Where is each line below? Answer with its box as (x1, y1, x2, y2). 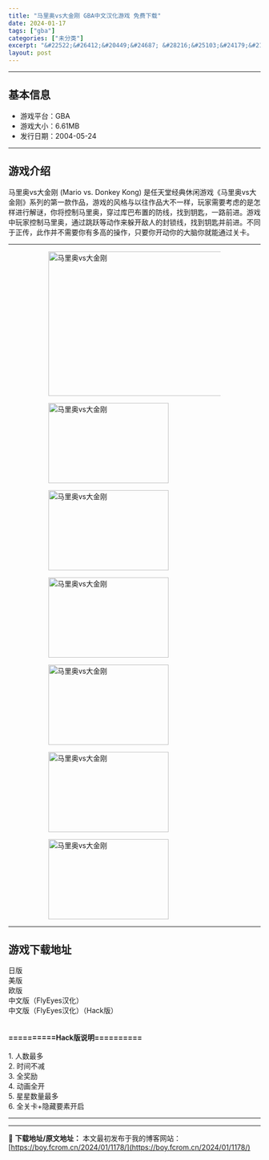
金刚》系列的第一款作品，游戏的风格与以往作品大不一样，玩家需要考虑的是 (8, 197, 254, 207)
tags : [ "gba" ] (8, 26, 56, 34)
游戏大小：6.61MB (19, 121, 80, 131)
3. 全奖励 (8, 1072, 38, 1081)
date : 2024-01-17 (8, 19, 66, 27)
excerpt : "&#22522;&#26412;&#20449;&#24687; (8, 42, 159, 50)
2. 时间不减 (8, 1061, 46, 1071)
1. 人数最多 (8, 1052, 44, 1061)
